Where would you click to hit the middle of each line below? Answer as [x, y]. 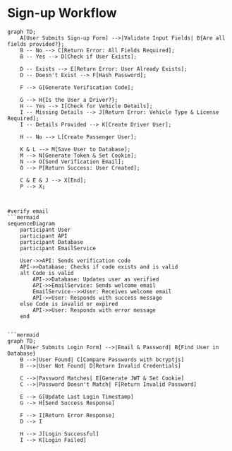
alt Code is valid [47, 273]
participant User [45, 230]
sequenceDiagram [31, 223]
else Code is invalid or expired [69, 304]
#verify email [28, 211]
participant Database [51, 242]
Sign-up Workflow [62, 13]
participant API [44, 236]
